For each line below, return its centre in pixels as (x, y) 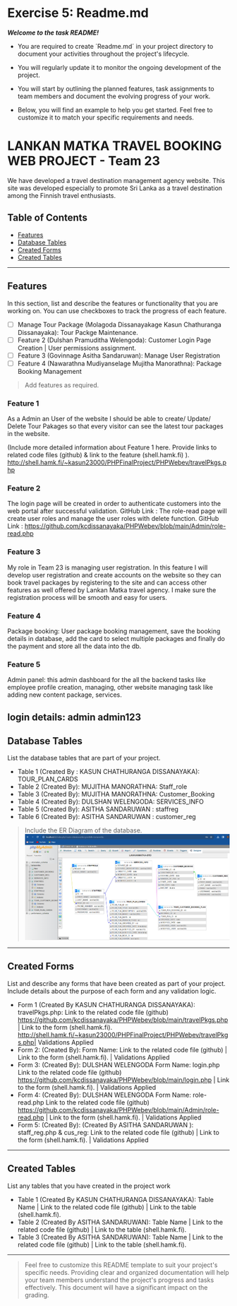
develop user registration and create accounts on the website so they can (114, 575)
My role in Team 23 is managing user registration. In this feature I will (108, 567)
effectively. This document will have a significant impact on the (116, 1287)
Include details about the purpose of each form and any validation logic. (112, 991)
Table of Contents (48, 218)
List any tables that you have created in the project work (89, 1186)
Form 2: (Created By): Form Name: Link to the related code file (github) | (122, 1049)
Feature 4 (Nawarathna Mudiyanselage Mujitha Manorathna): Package (120, 363)
